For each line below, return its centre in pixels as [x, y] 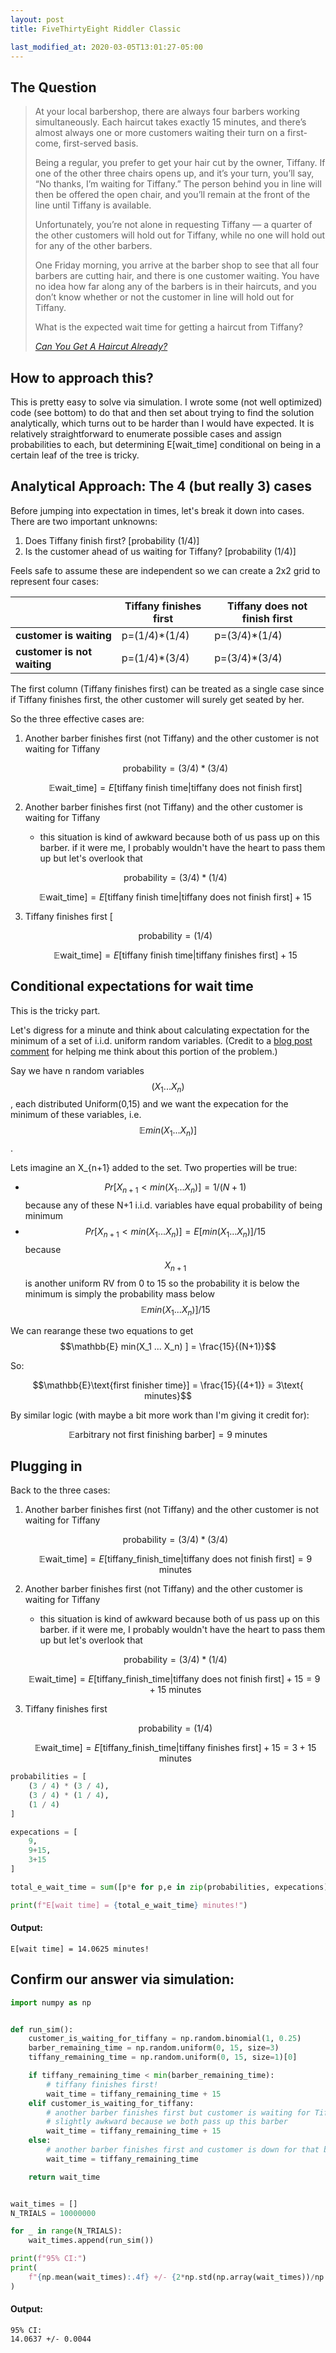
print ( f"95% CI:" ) [48, 2259]
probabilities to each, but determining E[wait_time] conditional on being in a [166, 444]
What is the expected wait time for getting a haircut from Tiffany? [169, 327]
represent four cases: [54, 581]
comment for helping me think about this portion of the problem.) [144, 1051]
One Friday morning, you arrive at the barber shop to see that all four [177, 265]
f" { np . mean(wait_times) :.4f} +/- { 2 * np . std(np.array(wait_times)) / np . [178, 2277]
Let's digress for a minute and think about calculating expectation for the [160, 1030]
